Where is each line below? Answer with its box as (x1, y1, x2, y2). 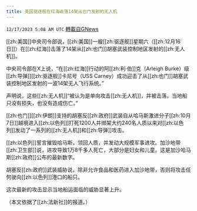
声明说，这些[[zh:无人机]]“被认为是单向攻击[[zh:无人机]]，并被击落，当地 (6, 92, 182, 99)
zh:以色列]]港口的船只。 (25, 173, 84, 181)
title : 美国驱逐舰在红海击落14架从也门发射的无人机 (6, 8, 118, 15)
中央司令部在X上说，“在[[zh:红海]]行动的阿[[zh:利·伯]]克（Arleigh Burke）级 (6, 65, 190, 72)
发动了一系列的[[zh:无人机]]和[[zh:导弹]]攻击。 (15, 127, 128, 134)
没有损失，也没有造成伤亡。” (11, 99, 78, 106)
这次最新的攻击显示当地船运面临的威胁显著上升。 (6, 186, 125, 193)
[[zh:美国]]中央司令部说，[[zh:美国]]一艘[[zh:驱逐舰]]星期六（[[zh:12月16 (6, 38, 181, 45)
